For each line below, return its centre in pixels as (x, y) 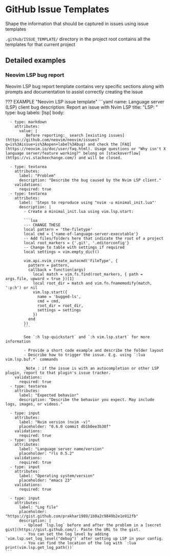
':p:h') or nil (22, 288)
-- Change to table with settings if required (74, 247)
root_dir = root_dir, (60, 306)
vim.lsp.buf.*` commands (32, 359)
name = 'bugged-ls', (59, 296)
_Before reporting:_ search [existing (65, 135)
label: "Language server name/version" (61, 449)
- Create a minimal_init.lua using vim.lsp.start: (79, 211)
